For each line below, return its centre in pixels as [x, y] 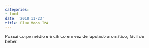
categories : [17, 9]
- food [12, 14]
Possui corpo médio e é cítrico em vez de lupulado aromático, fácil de [74, 36]
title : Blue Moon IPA [27, 23]
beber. [11, 42]
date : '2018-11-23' [25, 18]
